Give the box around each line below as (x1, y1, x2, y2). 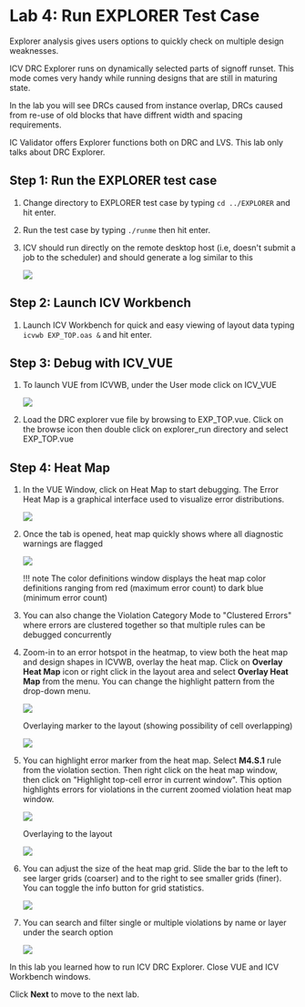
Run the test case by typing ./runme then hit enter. (22, 224, 211, 235)
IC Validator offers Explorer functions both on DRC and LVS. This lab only (9, 137, 284, 147)
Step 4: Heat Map (9, 460, 111, 475)
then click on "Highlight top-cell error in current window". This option (22, 775, 282, 786)
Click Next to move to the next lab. (9, 989, 139, 1000)
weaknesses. (9, 45, 59, 56)
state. (9, 82, 31, 93)
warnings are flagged (22, 538, 103, 549)
